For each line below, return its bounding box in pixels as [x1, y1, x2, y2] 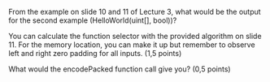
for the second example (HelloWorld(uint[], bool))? [8, 15, 177, 25]
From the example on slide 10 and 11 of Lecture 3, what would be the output [8, 7, 262, 16]
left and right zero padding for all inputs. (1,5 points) [8, 49, 182, 58]
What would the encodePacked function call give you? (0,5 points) [8, 64, 231, 74]
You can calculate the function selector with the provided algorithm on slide [8, 32, 262, 41]
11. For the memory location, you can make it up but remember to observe [8, 40, 255, 50]
